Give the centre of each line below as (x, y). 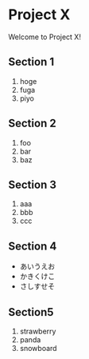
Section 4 (33, 246)
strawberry (38, 331)
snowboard (38, 348)
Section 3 (33, 184)
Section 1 (31, 62)
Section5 (31, 312)
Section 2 (33, 124)
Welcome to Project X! (45, 37)
